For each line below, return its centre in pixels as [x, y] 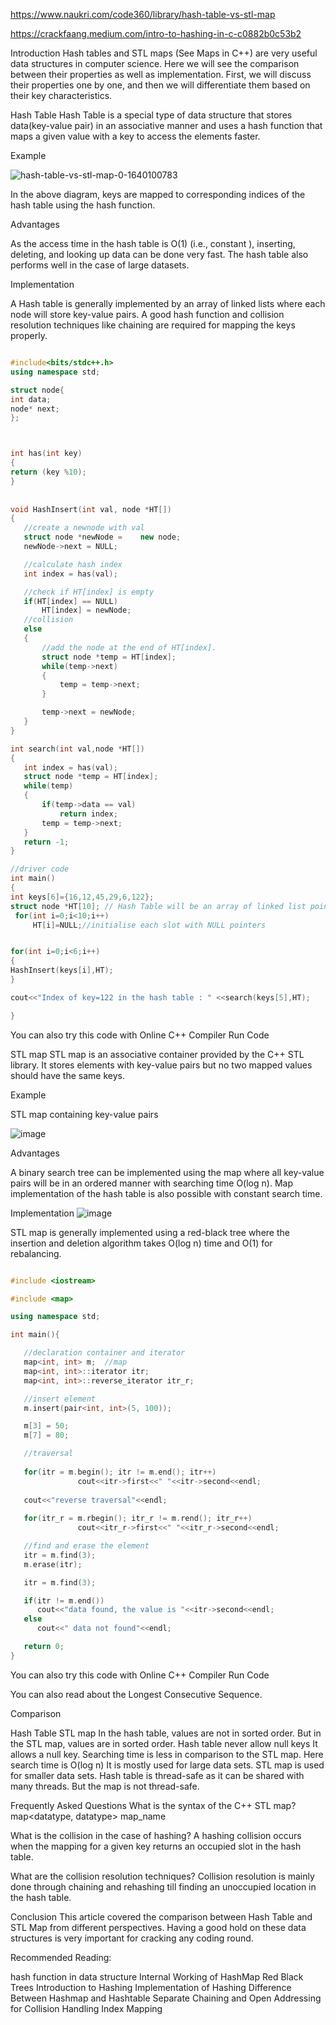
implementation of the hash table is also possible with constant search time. [166, 1193]
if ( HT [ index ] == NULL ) [70, 601]
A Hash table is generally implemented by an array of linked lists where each [168, 303]
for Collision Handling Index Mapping [86, 2008]
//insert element [60, 1399]
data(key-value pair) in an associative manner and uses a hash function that [166, 125]
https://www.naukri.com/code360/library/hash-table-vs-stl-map [143, 14]
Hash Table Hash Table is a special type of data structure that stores [151, 115]
